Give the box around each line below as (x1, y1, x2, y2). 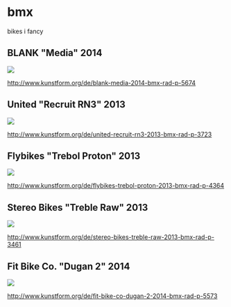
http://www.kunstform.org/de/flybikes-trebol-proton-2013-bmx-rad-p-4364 (7, 182, 225, 190)
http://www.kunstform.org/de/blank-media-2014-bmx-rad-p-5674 (7, 78, 196, 87)
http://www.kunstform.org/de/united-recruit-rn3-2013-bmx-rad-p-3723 (7, 130, 212, 139)
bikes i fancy (7, 27, 44, 35)
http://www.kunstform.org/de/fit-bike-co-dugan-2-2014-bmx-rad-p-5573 (7, 292, 218, 300)
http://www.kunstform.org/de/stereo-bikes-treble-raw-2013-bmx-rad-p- (7, 233, 215, 241)
